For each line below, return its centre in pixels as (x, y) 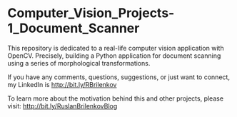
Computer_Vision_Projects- (91, 13)
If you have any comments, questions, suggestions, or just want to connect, (119, 77)
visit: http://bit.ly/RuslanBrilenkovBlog (62, 106)
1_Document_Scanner (74, 28)
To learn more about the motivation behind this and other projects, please (115, 98)
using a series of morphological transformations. (79, 63)
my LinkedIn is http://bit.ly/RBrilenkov (62, 84)
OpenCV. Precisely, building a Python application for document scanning (114, 56)
